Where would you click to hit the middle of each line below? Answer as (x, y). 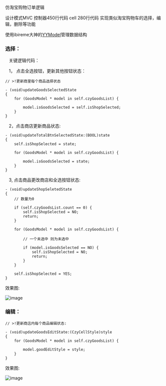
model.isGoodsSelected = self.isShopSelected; (72, 108)
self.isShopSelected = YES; (43, 274)
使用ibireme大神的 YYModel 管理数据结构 (46, 35)
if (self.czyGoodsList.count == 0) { (53, 208)
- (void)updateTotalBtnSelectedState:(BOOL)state (58, 136)
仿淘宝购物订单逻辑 (25, 7)
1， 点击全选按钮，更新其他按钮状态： (47, 71)
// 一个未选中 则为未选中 (46, 239)
